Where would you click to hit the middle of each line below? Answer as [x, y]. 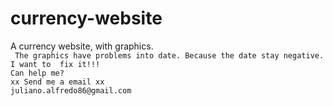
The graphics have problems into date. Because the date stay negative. [169, 55]
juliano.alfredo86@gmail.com [71, 90]
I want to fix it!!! [55, 64]
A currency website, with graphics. [82, 46]
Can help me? [37, 73]
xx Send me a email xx [57, 82]
